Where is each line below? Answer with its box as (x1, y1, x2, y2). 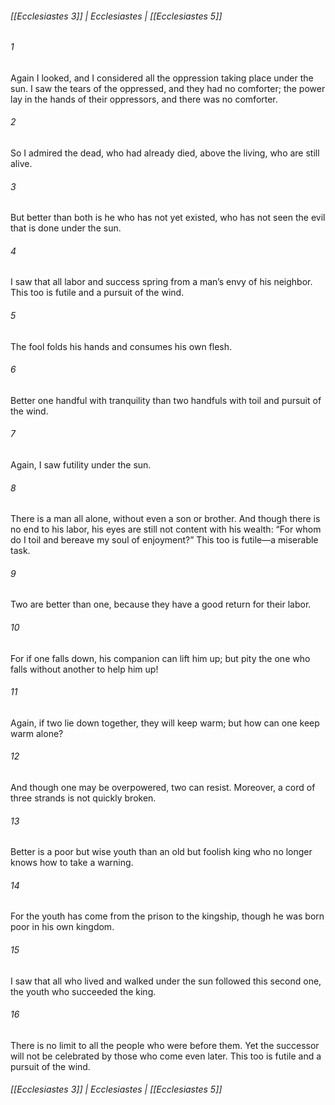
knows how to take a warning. (10, 857, 134, 869)
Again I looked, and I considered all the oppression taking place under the (10, 72, 314, 84)
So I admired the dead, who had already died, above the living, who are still (10, 147, 320, 159)
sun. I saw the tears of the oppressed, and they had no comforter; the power (10, 82, 326, 94)
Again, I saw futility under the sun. (10, 459, 152, 471)
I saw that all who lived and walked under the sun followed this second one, (10, 975, 322, 987)
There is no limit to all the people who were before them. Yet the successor (10, 1039, 320, 1051)
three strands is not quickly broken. (10, 792, 157, 804)
